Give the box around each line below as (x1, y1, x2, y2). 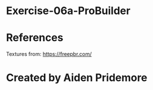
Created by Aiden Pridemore (6, 71, 148, 85)
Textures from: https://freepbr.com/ (6, 51, 92, 58)
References (6, 31, 63, 45)
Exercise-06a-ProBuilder (6, 4, 131, 18)
